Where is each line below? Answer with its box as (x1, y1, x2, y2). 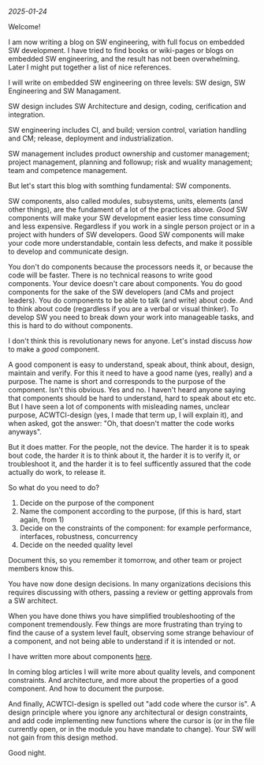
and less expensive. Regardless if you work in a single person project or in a (8, 221, 255, 231)
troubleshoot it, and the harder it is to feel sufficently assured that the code (8, 459, 251, 469)
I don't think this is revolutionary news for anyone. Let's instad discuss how (8, 336, 252, 345)
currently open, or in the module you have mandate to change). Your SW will (8, 725, 256, 733)
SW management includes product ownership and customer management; (8, 149, 250, 158)
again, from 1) (19, 515, 65, 524)
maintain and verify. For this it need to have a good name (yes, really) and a (8, 368, 253, 378)
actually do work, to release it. (8, 468, 106, 477)
